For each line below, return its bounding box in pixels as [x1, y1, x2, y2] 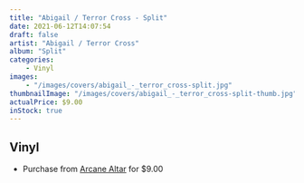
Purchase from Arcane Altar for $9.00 [22, 164, 164, 175]
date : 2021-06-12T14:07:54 [9, 22, 111, 31]
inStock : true [9, 106, 63, 115]
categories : [9, 55, 54, 64]
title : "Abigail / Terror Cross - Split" [9, 13, 168, 23]
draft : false [9, 30, 59, 39]
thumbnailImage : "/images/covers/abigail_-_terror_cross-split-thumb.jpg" [9, 89, 298, 98]
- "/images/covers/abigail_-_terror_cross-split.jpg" [25, 81, 233, 90]
